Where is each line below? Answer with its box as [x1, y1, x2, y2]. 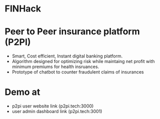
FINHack [5, 3, 41, 14]
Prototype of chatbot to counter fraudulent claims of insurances [12, 69, 144, 75]
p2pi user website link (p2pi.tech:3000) [12, 103, 94, 109]
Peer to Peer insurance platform [5, 26, 140, 37]
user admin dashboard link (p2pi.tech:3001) [12, 108, 102, 114]
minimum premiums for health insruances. [12, 63, 99, 70]
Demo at [5, 86, 41, 98]
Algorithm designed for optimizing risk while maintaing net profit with [12, 58, 155, 64]
